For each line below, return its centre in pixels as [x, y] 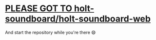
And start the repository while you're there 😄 [50, 32]
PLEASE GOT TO [39, 9]
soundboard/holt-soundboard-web [78, 19]
